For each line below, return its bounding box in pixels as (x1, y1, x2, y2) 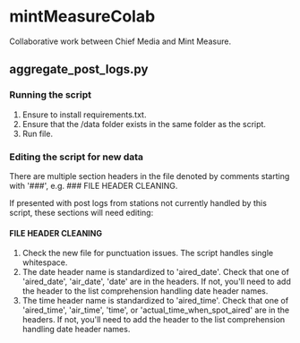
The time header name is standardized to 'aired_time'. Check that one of (21, 296, 289, 306)
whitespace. (21, 257, 68, 268)
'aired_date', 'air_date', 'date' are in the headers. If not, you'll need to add (21, 276, 291, 287)
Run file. (21, 128, 54, 139)
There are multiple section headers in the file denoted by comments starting (9, 170, 290, 181)
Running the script (9, 89, 92, 101)
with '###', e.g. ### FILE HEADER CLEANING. (9, 180, 178, 191)
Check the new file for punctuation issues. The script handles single (21, 248, 274, 259)
